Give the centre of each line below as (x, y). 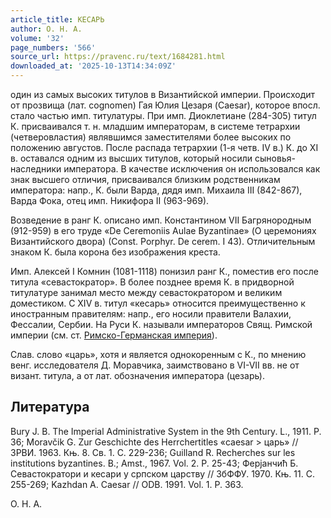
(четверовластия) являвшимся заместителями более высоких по (151, 137)
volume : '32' (37, 38)
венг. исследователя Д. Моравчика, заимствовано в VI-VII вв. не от (155, 365)
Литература (50, 407)
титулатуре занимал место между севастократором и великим (146, 292)
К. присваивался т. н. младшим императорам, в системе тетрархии (155, 126)
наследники (36, 169)
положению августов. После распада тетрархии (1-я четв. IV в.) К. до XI (164, 147)
